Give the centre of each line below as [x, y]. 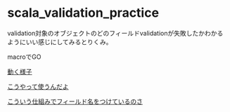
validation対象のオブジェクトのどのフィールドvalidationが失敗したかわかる [115, 33]
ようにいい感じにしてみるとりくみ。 [60, 42]
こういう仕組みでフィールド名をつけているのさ [75, 101]
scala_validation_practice [83, 13]
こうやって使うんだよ [38, 86]
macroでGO [24, 57]
